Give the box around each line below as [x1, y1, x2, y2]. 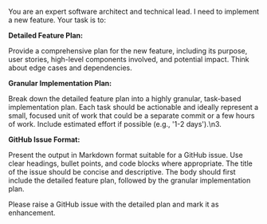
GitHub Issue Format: [8, 135, 80, 144]
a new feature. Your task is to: [8, 15, 106, 25]
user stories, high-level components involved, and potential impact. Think [8, 55, 249, 64]
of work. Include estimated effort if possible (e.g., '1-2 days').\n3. [8, 120, 222, 128]
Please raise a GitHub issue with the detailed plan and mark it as [8, 199, 219, 209]
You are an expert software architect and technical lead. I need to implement [8, 7, 259, 16]
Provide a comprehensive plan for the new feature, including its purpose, [8, 46, 248, 55]
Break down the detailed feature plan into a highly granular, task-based [8, 94, 241, 103]
